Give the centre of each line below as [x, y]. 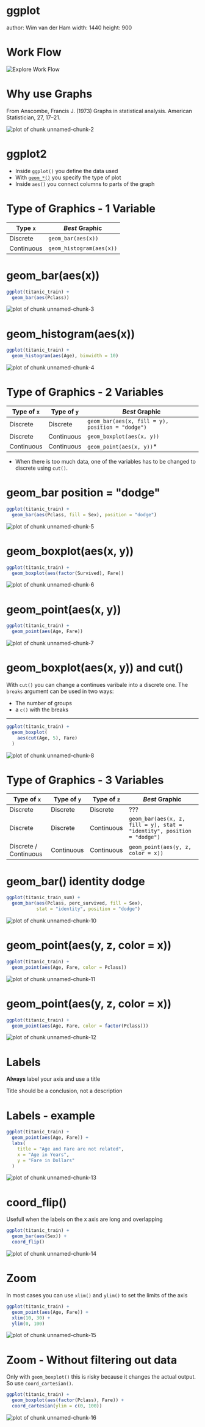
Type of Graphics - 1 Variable [81, 208]
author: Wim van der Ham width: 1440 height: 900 [69, 28]
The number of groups [43, 703]
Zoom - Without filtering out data [92, 1360]
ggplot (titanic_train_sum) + [43, 898]
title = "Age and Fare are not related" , [70, 1149]
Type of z [106, 799]
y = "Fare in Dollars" [46, 1160]
